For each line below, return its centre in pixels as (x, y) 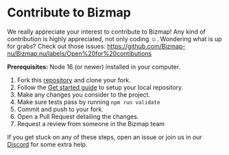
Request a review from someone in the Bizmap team (91, 123)
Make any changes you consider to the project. (84, 95)
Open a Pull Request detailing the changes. (78, 116)
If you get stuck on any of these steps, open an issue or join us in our (105, 137)
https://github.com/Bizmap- (146, 46)
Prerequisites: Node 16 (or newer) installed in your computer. (94, 67)
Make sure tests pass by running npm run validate (88, 102)
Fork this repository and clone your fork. (74, 80)
